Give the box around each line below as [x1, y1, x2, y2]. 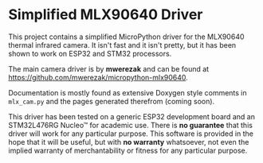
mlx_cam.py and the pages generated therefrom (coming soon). [8, 96, 215, 106]
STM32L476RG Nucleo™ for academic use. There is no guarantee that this [8, 120, 253, 130]
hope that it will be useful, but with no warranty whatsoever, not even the [8, 137, 249, 146]
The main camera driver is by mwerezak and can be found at [8, 64, 210, 73]
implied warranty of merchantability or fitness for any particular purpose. [8, 146, 248, 155]
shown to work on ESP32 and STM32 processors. [8, 49, 172, 58]
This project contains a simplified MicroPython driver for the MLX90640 [8, 32, 245, 41]
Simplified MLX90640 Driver [8, 6, 203, 24]
